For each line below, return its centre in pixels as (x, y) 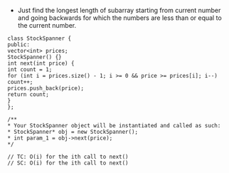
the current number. (47, 25)
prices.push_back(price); (46, 88)
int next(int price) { (41, 63)
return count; (28, 95)
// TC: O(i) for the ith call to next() (68, 157)
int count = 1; (30, 70)
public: (19, 45)
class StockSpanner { (39, 38)
